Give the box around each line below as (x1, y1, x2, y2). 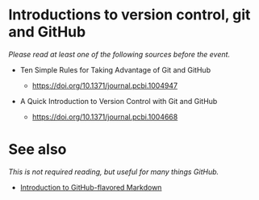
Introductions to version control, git (8, 6, 251, 24)
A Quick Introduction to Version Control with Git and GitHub (19, 96, 218, 106)
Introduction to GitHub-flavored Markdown (19, 182, 162, 192)
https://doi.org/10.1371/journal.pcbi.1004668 (31, 111, 178, 122)
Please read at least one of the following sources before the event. (8, 49, 231, 59)
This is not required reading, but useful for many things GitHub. (8, 167, 219, 177)
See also (8, 140, 67, 159)
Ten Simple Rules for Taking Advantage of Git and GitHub (19, 65, 211, 74)
